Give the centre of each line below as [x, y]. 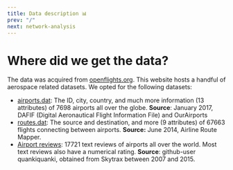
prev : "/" [21, 20]
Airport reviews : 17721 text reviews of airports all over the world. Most [117, 144]
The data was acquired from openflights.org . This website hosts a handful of [116, 79]
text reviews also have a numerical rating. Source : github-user [106, 152]
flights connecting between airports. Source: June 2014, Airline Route [117, 130]
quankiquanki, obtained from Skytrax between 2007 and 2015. [106, 159]
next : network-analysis [42, 26]
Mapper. [29, 137]
